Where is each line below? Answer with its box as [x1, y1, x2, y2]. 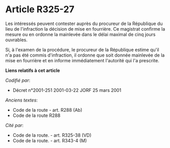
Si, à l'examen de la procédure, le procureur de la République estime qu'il [5, 46, 159, 53]
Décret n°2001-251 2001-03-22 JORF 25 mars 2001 [12, 87, 122, 93]
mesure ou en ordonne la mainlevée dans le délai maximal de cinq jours [5, 31, 156, 37]
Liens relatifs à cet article [5, 67, 60, 73]
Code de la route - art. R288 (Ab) [12, 107, 83, 113]
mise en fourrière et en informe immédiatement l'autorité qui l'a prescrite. [5, 57, 160, 63]
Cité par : [5, 122, 24, 128]
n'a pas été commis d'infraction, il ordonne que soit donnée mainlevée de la [5, 52, 165, 58]
